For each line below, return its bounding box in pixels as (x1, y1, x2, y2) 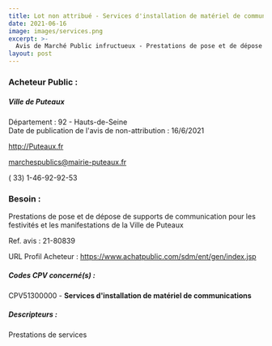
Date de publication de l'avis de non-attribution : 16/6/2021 (8, 125, 205, 135)
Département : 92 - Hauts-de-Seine (8, 117, 128, 127)
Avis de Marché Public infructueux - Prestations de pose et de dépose (15, 42, 263, 50)
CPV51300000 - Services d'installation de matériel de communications (8, 291, 253, 301)
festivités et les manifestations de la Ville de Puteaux (8, 220, 184, 230)
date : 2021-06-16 (8, 19, 67, 28)
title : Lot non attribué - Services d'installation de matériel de (8, 11, 241, 20)
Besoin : (8, 192, 41, 204)
